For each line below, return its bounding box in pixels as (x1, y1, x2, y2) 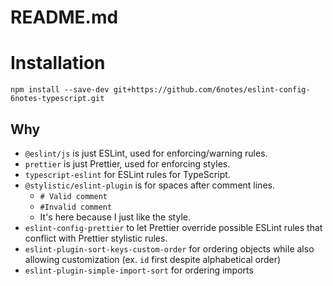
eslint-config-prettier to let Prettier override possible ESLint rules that (24, 221, 323, 233)
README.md (10, 6, 119, 29)
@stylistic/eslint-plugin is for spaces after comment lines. (24, 179, 275, 191)
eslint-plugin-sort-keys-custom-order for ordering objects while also (24, 242, 315, 255)
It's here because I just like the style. (39, 211, 191, 223)
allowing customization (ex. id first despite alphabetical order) (24, 253, 282, 265)
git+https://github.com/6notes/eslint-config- (113, 85, 311, 95)
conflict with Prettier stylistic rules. (24, 232, 168, 244)
